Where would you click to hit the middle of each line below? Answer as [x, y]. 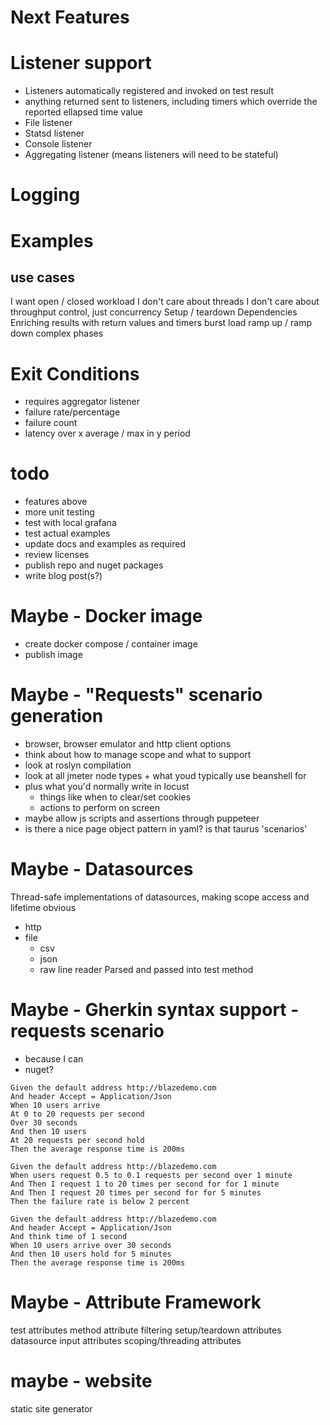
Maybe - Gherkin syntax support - [155, 1010]
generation [57, 716]
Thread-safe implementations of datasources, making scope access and [160, 897]
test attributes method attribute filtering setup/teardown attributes [146, 1330]
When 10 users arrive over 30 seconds [91, 1245]
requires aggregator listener [82, 402]
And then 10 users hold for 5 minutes [91, 1254]
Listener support [81, 63]
